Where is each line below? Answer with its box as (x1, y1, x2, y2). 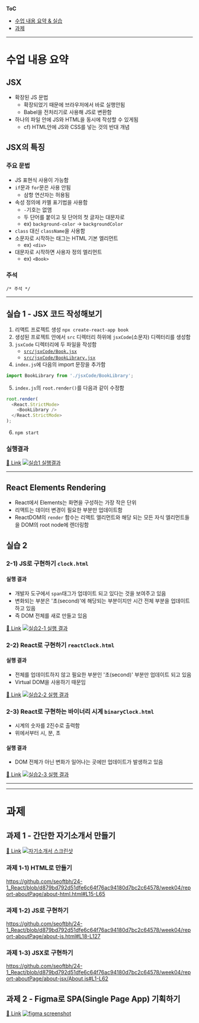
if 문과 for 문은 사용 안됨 (14, 183, 71, 191)
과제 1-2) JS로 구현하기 (6, 906, 69, 914)
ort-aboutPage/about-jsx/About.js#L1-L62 (6, 975, 108, 982)
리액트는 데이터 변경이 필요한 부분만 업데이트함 (14, 506, 123, 514)
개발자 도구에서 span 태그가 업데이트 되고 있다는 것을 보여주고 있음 (14, 590, 166, 597)
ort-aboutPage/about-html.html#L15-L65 (6, 890, 105, 897)
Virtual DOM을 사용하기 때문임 (14, 678, 86, 685)
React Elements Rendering (6, 482, 106, 492)
